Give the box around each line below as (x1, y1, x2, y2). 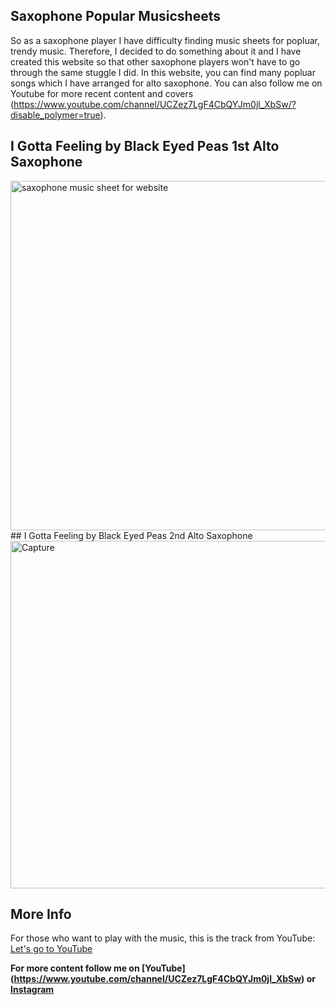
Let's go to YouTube (10, 943, 93, 955)
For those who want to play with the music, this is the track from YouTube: (10, 932, 316, 944)
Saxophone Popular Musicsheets (10, 8, 221, 25)
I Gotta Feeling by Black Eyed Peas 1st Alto (10, 138, 280, 155)
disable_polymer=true (10, 109, 101, 121)
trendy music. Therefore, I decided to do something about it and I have (10, 45, 302, 57)
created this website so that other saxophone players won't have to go (10, 55, 301, 68)
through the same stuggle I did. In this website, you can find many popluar (10, 66, 316, 78)
